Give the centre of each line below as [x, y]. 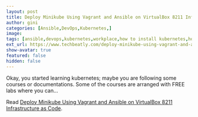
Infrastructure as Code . [34, 108]
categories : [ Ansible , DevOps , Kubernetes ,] [59, 28]
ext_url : [17, 45]
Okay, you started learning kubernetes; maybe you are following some [91, 78]
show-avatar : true [29, 50]
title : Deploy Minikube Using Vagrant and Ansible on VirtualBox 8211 [95, 17]
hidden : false [24, 61]
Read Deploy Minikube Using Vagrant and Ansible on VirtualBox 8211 [89, 102]
